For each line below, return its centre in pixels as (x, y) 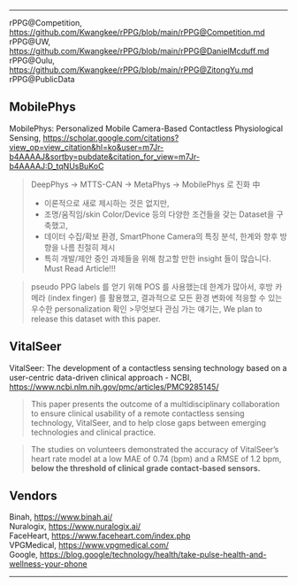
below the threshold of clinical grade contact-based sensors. (145, 468)
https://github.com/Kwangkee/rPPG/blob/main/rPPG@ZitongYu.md (131, 70)
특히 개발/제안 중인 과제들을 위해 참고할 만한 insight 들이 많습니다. (157, 258)
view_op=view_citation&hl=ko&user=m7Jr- (87, 147)
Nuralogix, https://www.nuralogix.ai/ (75, 527)
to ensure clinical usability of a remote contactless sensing (137, 413)
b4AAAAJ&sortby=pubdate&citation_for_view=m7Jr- (105, 157)
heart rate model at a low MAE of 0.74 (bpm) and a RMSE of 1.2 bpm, (156, 459)
